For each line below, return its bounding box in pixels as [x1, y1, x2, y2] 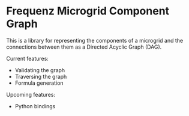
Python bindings [14, 102, 56, 109]
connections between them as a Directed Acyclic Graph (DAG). [6, 43, 162, 50]
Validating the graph [14, 66, 65, 73]
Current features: [6, 55, 49, 62]
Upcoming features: [6, 91, 56, 98]
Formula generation [14, 79, 64, 87]
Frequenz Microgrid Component [6, 4, 170, 18]
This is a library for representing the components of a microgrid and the [6, 37, 184, 44]
